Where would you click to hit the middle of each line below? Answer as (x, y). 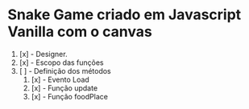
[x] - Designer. (43, 54)
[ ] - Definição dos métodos (65, 71)
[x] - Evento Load (60, 79)
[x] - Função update (64, 88)
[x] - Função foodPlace (69, 96)
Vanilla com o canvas (80, 32)
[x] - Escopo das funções (61, 63)
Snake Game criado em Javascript (124, 15)
